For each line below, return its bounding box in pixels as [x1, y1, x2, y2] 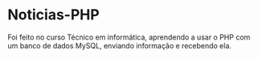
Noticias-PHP [7, 6, 100, 24]
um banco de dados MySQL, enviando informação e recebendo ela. [7, 40, 232, 50]
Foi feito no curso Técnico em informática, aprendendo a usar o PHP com [7, 32, 251, 42]
